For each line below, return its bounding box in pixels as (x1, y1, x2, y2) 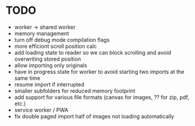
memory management (14, 29, 70, 37)
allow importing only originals (14, 61, 88, 69)
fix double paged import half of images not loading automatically (14, 112, 175, 120)
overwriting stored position (14, 55, 82, 62)
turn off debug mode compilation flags (14, 36, 110, 43)
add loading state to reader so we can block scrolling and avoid (14, 49, 172, 56)
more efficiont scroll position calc (14, 43, 97, 50)
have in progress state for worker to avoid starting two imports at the (14, 68, 185, 75)
